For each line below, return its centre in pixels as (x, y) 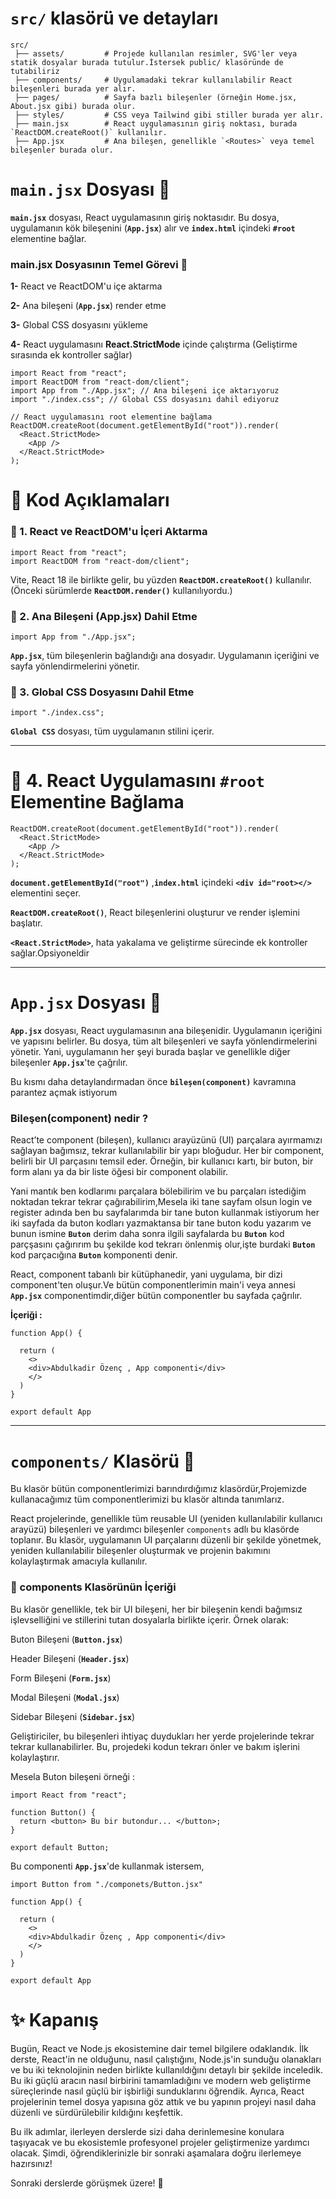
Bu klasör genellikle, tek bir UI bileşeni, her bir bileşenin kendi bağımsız (156, 1609)
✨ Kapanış (54, 2019)
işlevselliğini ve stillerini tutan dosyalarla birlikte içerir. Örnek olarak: (150, 1619)
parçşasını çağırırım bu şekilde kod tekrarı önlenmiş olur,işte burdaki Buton (163, 1244)
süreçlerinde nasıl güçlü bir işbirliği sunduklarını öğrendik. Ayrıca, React (157, 2091)
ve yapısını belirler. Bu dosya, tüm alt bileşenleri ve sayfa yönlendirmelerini (164, 1041)
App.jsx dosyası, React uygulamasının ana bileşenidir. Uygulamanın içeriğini (166, 1031)
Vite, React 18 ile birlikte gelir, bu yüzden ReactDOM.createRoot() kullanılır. (161, 579)
